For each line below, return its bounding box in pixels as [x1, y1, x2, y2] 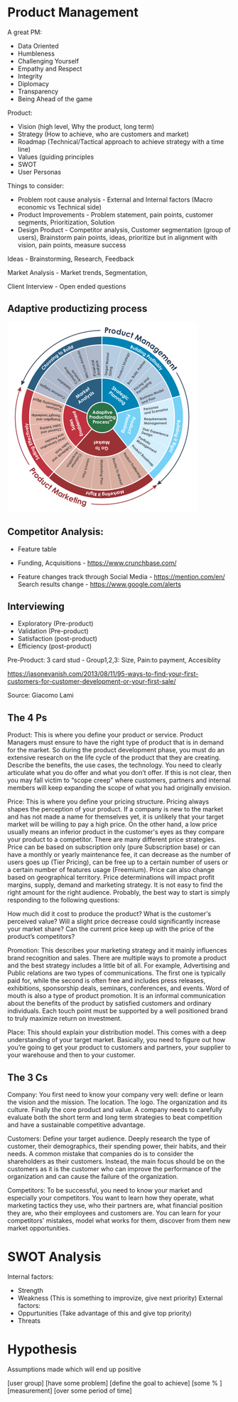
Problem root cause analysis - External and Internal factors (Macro [17, 195, 213, 204]
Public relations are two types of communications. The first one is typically [7, 969, 226, 977]
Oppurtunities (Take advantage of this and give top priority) [17, 1309, 192, 1317]
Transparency [17, 87, 59, 95]
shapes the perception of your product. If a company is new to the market [7, 805, 224, 814]
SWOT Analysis [7, 1249, 102, 1265]
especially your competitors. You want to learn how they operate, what [7, 1194, 215, 1202]
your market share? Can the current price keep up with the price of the [7, 925, 215, 933]
